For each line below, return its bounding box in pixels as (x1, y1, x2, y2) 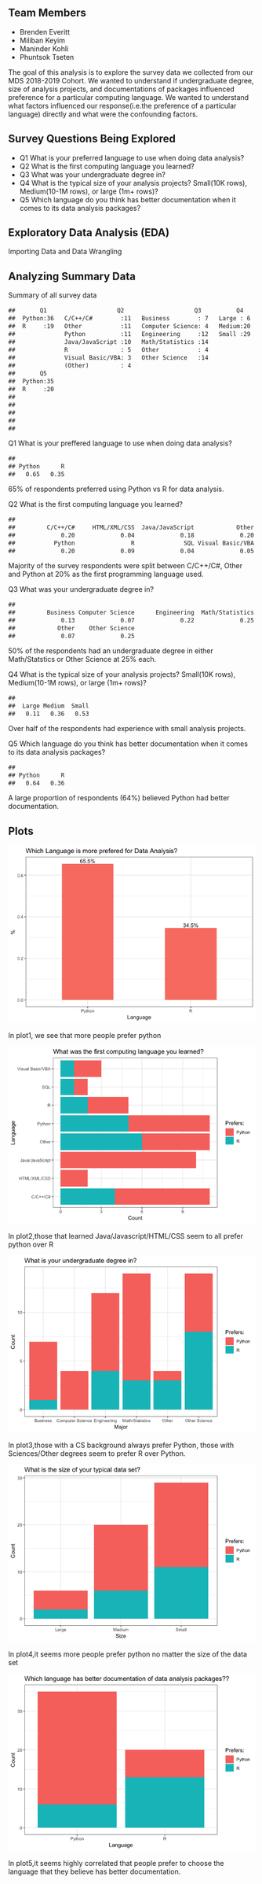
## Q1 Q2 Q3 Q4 (8, 307, 244, 315)
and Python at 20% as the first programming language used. (8, 570, 204, 579)
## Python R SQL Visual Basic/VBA (8, 539, 255, 548)
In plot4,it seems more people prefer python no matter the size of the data (8, 1649, 248, 1659)
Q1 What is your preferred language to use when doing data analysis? (19, 153, 245, 162)
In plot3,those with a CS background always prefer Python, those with (8, 1440, 235, 1450)
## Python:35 (8, 378, 55, 386)
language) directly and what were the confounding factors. (8, 109, 198, 119)
